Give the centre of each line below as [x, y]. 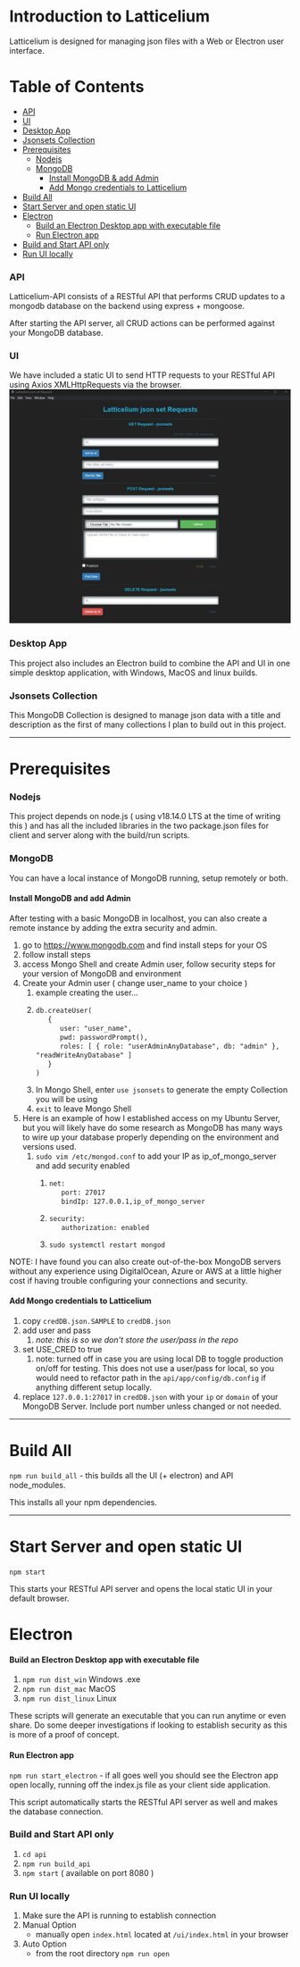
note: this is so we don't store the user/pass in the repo [137, 1340]
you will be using [67, 1099]
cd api [34, 1854]
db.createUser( [63, 1010]
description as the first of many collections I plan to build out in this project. [148, 724]
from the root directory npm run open [102, 1954]
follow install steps [56, 954]
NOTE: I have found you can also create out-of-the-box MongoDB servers [145, 1261]
